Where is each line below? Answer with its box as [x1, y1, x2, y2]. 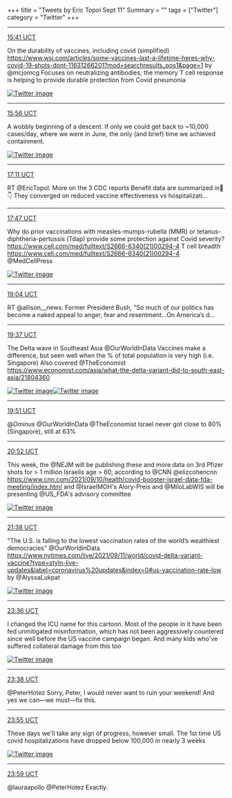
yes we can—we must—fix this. [7, 696, 97, 704]
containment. [7, 137, 45, 145]
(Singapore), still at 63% [7, 428, 76, 435]
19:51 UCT [7, 407, 37, 415]
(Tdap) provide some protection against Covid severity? [66, 235, 225, 243]
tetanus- [196, 227, 222, 236]
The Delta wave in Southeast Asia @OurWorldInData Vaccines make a [7, 344, 206, 352]
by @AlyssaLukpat [7, 573, 61, 581]
